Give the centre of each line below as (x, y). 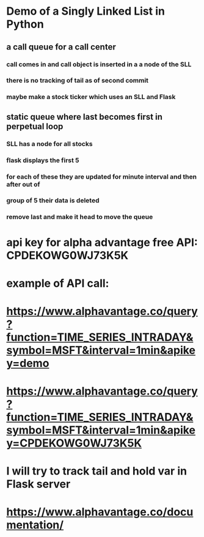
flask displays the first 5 (43, 160)
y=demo (28, 363)
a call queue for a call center (61, 47)
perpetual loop (35, 126)
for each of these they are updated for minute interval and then (102, 177)
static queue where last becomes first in (85, 117)
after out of (24, 184)
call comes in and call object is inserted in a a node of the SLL (99, 64)
